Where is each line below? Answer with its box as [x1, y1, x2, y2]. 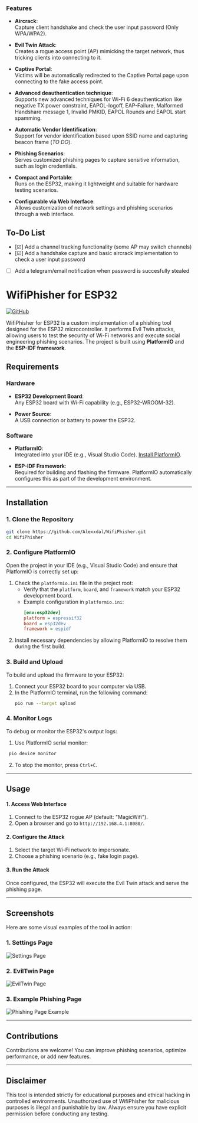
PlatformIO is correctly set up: [6, 568, 79, 575]
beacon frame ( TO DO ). [14, 139, 72, 146]
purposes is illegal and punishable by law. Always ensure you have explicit [6, 1104, 187, 1111]
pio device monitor [8, 750, 57, 756]
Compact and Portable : [14, 174, 73, 181]
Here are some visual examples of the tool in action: [6, 924, 133, 931]
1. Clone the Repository [6, 515, 74, 524]
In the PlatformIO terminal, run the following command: [14, 689, 148, 696]
